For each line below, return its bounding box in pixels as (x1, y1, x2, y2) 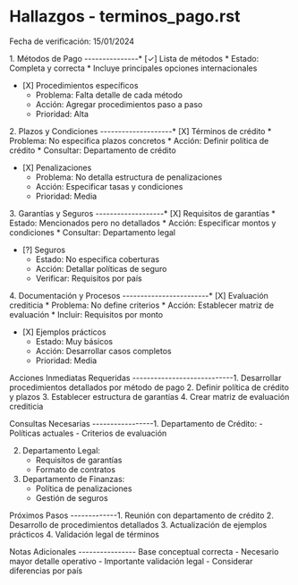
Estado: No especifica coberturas (35, 253, 159, 265)
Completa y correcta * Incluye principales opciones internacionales (9, 63, 258, 73)
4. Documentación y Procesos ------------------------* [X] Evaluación (9, 290, 268, 301)
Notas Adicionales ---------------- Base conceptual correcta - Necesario (9, 546, 279, 556)
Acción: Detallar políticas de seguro (35, 263, 167, 274)
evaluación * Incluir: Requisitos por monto (9, 309, 164, 319)
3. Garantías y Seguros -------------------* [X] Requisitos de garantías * (9, 208, 276, 218)
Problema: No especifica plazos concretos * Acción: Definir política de (9, 135, 269, 146)
